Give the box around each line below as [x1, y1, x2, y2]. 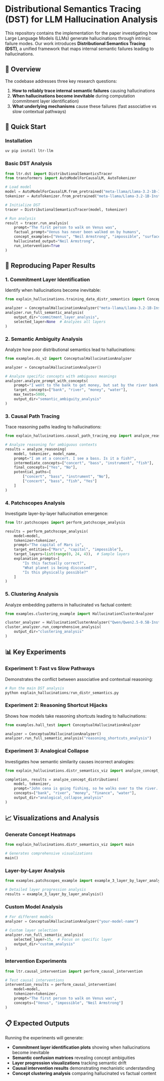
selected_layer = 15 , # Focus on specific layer [14, 937, 112, 942]
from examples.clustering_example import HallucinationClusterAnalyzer [5, 611, 154, 616]
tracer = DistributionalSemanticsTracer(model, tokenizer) [5, 207, 128, 212]
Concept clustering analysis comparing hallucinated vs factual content [12, 1070, 157, 1076]
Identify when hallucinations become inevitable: [5, 287, 101, 293]
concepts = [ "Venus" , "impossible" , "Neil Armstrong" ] [14, 1000, 123, 1006]
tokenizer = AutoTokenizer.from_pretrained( [5, 194, 97, 199]
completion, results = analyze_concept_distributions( [5, 777, 119, 782]
